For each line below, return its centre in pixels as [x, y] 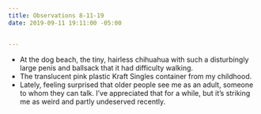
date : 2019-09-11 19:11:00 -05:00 [65, 23]
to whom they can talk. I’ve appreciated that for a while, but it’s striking [135, 93]
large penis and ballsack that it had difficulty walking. [106, 67]
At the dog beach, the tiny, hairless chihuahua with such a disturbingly [134, 59]
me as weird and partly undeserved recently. [93, 101]
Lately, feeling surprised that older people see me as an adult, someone [136, 85]
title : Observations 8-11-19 [56, 15]
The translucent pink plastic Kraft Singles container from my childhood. [136, 76]
